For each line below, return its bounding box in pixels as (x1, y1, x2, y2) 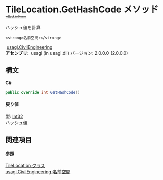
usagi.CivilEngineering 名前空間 (5, 169, 71, 175)
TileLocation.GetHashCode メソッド (5, 4, 159, 15)
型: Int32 (5, 113, 23, 119)
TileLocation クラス (5, 163, 45, 169)
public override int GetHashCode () (5, 89, 80, 95)
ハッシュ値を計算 (5, 24, 41, 30)
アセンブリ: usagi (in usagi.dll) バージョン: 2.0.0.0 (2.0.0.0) (5, 50, 128, 56)
